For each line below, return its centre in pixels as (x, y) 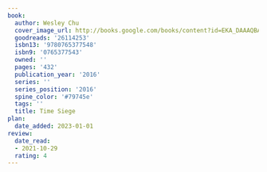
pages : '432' (36, 67)
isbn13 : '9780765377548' (56, 45)
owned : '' (31, 60)
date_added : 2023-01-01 (54, 126)
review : (20, 133)
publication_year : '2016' (58, 75)
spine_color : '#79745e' (54, 97)
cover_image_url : (43, 30)
